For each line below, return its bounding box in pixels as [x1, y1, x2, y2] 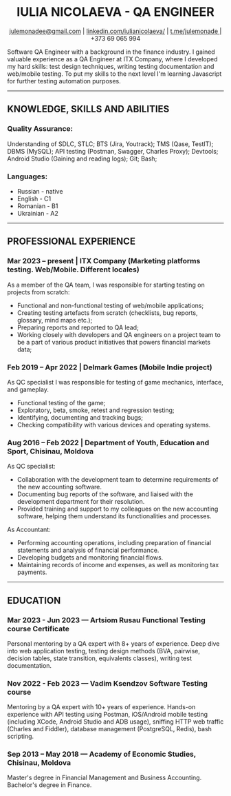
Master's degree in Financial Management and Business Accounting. [7, 773, 202, 782]
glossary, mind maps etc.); [16, 316, 93, 324]
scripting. [7, 732, 34, 741]
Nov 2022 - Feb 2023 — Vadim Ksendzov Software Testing [7, 678, 208, 688]
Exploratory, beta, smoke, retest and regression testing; [16, 406, 175, 414]
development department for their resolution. [16, 498, 145, 506]
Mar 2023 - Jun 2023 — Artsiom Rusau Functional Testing [7, 615, 206, 624]
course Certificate [7, 624, 70, 633]
